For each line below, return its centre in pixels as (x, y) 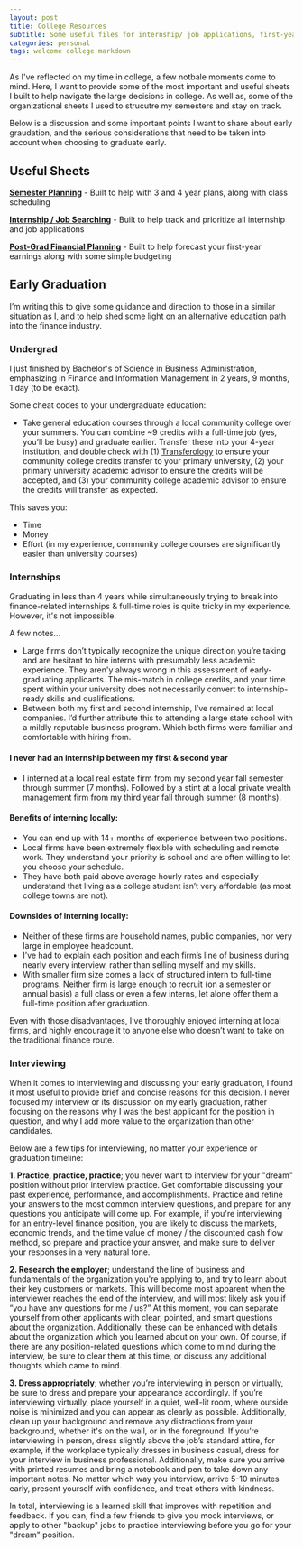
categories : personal (50, 43)
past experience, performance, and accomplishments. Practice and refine (147, 1195)
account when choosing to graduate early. (88, 143)
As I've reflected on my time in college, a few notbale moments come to (143, 77)
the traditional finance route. (62, 1040)
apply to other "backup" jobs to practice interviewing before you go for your (151, 1526)
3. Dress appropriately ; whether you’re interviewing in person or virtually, (147, 1383)
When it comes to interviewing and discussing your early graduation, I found (151, 1083)
